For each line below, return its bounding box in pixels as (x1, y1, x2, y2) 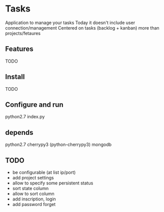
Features (5, 45, 33, 53)
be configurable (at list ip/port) (12, 169, 76, 175)
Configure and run (5, 100, 63, 109)
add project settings (12, 175, 54, 180)
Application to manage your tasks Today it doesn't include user (5, 20, 135, 26)
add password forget (12, 201, 56, 207)
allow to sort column (12, 191, 55, 196)
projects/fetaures (5, 30, 41, 36)
